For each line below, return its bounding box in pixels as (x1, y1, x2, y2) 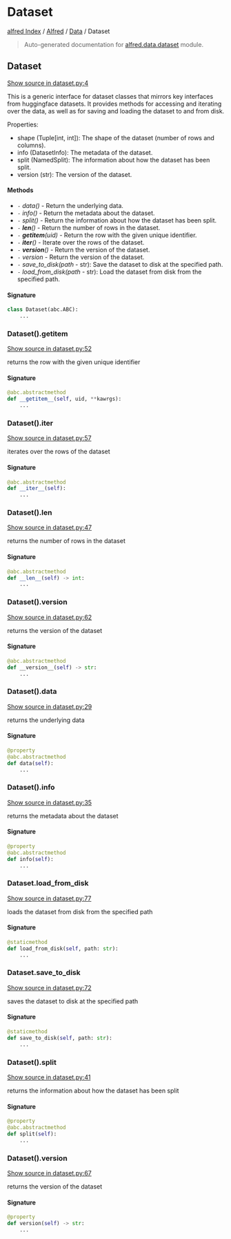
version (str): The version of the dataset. (17, 170, 132, 178)
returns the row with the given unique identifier (7, 358, 141, 366)
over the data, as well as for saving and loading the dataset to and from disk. (7, 106, 225, 115)
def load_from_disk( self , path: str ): (7, 945, 119, 952)
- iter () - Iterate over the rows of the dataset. (17, 238, 145, 246)
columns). (17, 141, 46, 149)
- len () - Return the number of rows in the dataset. (17, 223, 161, 231)
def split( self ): (7, 1131, 57, 1137)
